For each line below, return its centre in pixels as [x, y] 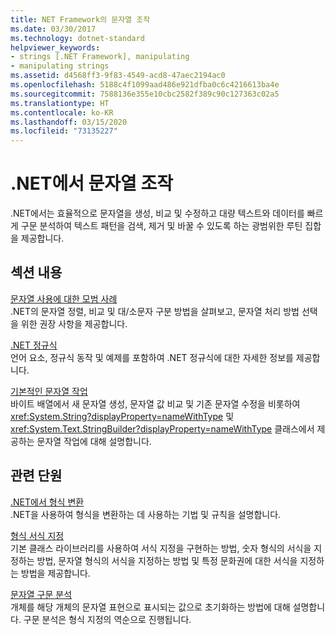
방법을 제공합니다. [55, 573]
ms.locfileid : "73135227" [64, 131]
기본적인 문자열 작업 [49, 391]
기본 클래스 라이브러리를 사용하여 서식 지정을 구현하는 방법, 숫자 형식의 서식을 [161, 548]
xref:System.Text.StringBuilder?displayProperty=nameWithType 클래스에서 [162, 428]
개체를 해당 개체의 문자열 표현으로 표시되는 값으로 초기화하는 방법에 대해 [150, 607]
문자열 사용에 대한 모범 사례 [64, 298]
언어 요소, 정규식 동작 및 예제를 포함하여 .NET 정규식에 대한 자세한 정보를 [152, 357]
